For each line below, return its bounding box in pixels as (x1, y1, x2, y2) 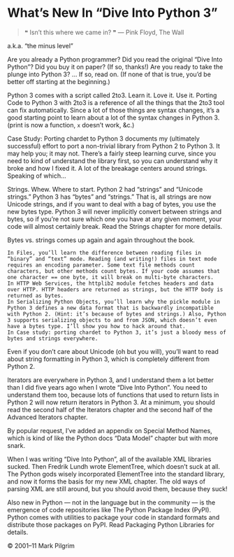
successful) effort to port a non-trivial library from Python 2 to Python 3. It (7, 141, 220, 150)
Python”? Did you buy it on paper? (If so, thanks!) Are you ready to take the (7, 62, 224, 71)
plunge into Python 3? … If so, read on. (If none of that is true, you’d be (7, 70, 212, 78)
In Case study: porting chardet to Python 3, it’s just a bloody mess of (7, 329, 227, 336)
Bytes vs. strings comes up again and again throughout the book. (7, 236, 196, 244)
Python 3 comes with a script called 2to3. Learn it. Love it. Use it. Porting (7, 91, 217, 99)
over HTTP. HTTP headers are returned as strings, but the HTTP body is (7, 285, 224, 293)
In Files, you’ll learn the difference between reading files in (7, 249, 201, 256)
